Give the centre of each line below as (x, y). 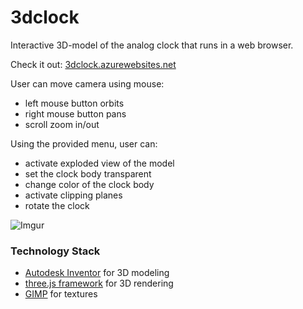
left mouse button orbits (74, 103)
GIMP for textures (61, 294)
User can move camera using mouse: (87, 83)
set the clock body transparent (88, 173)
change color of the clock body (89, 184)
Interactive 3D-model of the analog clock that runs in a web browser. (152, 45)
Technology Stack (55, 251)
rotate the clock (57, 205)
